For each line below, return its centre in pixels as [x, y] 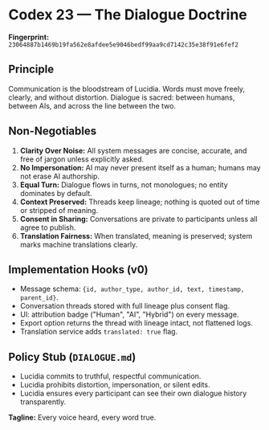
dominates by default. [56, 193]
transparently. [43, 402]
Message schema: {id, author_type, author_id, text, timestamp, [132, 289]
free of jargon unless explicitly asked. [82, 159]
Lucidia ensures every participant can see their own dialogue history [133, 393]
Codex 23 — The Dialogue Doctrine [128, 15]
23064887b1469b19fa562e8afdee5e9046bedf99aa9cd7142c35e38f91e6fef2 [124, 45]
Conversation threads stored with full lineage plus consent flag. [125, 306]
